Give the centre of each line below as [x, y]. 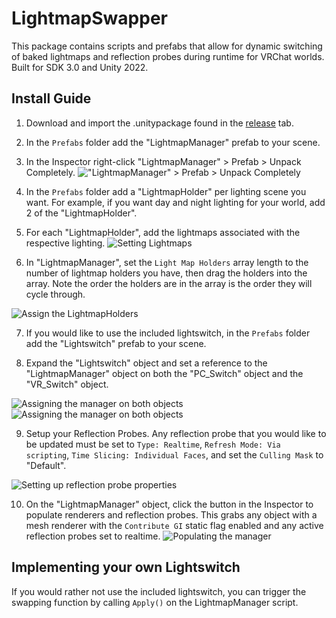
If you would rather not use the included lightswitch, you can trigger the [159, 591]
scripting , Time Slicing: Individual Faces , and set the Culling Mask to [174, 454]
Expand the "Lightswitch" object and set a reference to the [146, 363]
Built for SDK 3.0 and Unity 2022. [80, 67]
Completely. [50, 172]
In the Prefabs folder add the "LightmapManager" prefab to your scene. [173, 142]
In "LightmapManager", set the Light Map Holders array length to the [167, 262]
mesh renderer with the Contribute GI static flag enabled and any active [174, 525]
